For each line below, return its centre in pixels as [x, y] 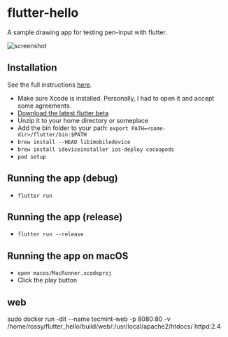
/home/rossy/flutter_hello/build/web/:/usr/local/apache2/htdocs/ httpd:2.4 [114, 326]
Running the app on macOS [68, 256]
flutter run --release [50, 235]
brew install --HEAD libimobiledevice [74, 142]
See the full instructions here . [50, 85]
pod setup [32, 157]
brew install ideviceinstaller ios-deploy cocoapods [96, 149]
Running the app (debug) [63, 179]
